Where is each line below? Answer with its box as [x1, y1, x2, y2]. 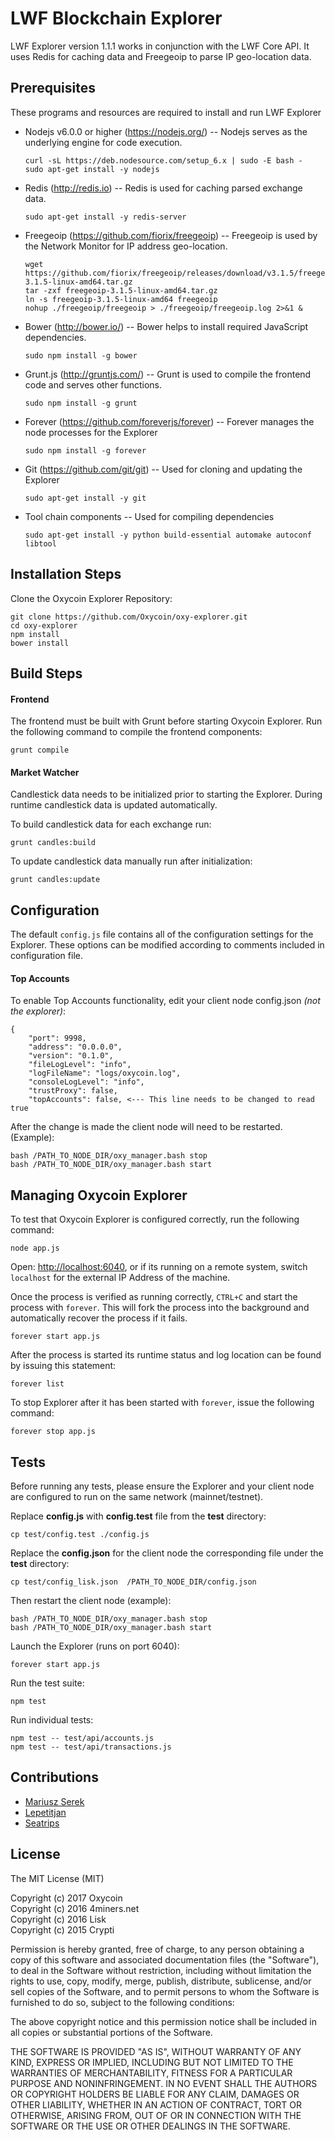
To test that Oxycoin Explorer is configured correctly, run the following [10, 1213, 300, 1226]
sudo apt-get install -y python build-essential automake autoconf [24, 530, 312, 540]
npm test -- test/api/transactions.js [10, 1742, 172, 1752]
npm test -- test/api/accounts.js [10, 1733, 155, 1743]
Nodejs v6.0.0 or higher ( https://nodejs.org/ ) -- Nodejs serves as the [24, 125, 308, 137]
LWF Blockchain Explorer [10, 7, 223, 30]
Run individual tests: [10, 1714, 94, 1726]
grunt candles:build [10, 838, 97, 848]
